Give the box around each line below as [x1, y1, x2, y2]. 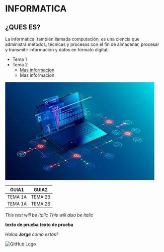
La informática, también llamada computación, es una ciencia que [5, 36, 140, 42]
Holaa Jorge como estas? [5, 231, 59, 237]
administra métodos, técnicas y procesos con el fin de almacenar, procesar [5, 41, 160, 47]
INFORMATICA [5, 3, 67, 14]
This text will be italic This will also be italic [5, 212, 93, 218]
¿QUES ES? [5, 23, 41, 31]
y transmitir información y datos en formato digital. [5, 47, 109, 52]
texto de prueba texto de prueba [5, 222, 74, 228]
